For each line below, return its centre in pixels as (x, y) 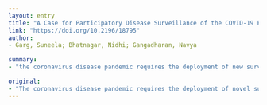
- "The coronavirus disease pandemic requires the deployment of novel (129, 88)
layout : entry (32, 16)
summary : (23, 60)
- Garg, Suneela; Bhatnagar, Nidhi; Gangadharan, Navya (103, 45)
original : (25, 81)
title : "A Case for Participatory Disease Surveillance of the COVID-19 (131, 23)
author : (21, 38)
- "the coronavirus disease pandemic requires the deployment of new (126, 67)
